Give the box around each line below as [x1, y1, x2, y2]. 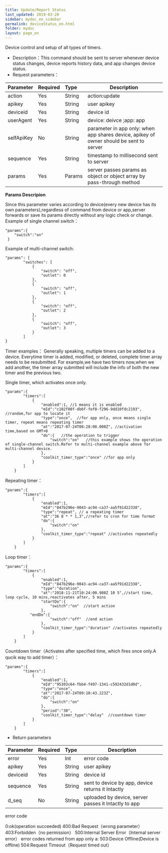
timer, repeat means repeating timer [5, 420, 84, 425]
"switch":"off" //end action [49, 617, 113, 622]
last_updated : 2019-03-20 [5, 12, 59, 17]
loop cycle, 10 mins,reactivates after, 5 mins [5, 595, 106, 600]
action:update [87, 92, 120, 99]
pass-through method [87, 179, 140, 186]
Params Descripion [5, 192, 46, 198]
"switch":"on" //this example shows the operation [49, 437, 162, 442]
